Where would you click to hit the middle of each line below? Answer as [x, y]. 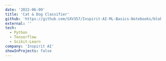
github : [13, 19]
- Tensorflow [23, 37]
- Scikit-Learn [25, 42]
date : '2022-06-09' [25, 10]
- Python [19, 32]
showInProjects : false [28, 51]
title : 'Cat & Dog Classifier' [37, 14]
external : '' [19, 23]
